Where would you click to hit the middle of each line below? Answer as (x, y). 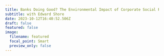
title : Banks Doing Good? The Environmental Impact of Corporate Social (81, 9)
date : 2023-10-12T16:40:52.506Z (38, 19)
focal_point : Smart (29, 41)
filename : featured (29, 37)
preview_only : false (30, 46)
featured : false (21, 28)
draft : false (18, 23)
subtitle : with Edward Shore (35, 14)
